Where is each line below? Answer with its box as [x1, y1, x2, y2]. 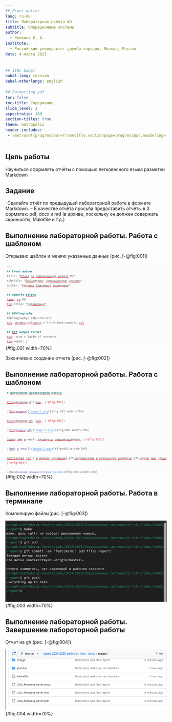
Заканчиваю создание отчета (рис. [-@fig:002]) [5, 355, 110, 362]
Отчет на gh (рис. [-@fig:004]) [5, 639, 72, 645]
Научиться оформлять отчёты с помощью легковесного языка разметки [5, 166, 165, 172]
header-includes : [5, 127, 42, 133]
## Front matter [5, 8, 40, 13]
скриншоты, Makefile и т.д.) [5, 216, 65, 223]
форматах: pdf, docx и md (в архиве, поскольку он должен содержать [5, 211, 159, 217]
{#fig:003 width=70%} [5, 602, 53, 609]
